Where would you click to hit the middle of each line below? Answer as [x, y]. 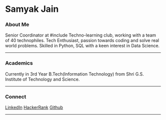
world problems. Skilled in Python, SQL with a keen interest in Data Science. [82, 46]
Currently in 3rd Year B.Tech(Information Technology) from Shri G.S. [75, 74]
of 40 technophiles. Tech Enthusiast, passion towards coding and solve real [82, 40]
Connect [16, 96]
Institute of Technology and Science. [42, 79]
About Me [17, 25]
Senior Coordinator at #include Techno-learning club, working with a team [81, 35]
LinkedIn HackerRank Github [34, 108]
